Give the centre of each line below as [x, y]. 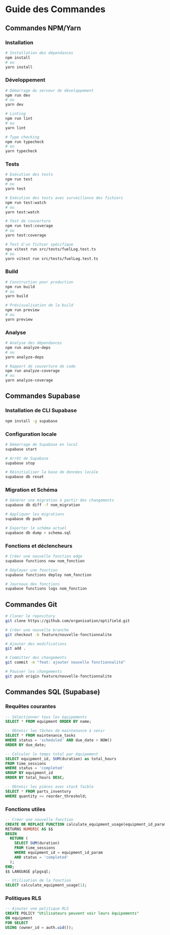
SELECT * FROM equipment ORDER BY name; [49, 722]
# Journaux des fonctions [32, 584]
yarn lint [16, 128]
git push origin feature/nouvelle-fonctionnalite [59, 676]
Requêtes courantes [31, 707]
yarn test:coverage [26, 236]
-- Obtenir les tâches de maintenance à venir [55, 731]
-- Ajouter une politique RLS [37, 909]
